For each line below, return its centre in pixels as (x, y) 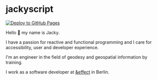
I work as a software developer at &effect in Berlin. (58, 72)
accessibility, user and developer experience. (52, 47)
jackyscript (30, 9)
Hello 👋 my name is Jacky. (33, 32)
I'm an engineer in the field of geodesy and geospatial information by (77, 57)
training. (14, 62)
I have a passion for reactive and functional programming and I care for (79, 42)
